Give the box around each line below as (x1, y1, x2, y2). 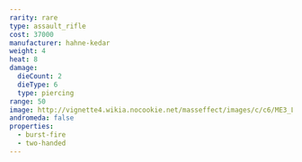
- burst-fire (17, 130, 67, 139)
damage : (9, 64, 39, 73)
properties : (9, 122, 54, 131)
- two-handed (17, 139, 67, 148)
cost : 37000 (9, 30, 54, 39)
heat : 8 (9, 55, 39, 64)
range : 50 (9, 96, 47, 106)
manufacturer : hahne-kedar (9, 38, 111, 48)
